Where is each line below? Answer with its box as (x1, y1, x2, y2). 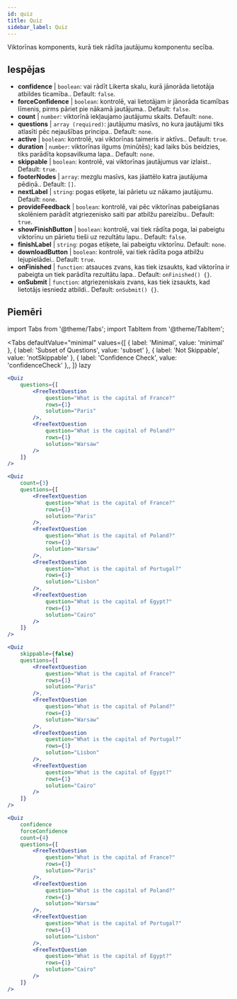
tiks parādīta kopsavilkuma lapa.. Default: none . (17, 150, 155, 159)
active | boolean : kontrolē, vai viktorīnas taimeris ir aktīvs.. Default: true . (17, 135, 228, 144)
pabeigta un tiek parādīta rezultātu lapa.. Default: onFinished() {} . (17, 270, 212, 279)
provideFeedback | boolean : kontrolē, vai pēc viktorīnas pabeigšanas (17, 202, 220, 211)
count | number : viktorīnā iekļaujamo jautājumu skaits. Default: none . (17, 113, 214, 121)
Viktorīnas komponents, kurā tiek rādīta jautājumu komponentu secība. (7, 43, 214, 52)
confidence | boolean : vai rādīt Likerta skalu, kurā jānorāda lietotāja (17, 82, 214, 91)
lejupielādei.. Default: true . (17, 256, 96, 264)
